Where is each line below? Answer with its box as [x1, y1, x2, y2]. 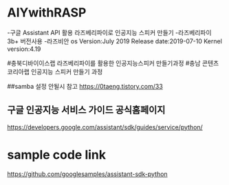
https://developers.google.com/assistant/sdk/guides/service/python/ [7, 122, 203, 131]
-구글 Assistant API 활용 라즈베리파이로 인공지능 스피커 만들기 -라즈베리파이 [7, 28, 212, 36]
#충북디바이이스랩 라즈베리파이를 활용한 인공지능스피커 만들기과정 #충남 [7, 58, 201, 67]
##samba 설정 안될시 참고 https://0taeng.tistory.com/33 [7, 82, 163, 90]
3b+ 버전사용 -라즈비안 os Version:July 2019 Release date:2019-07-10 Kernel [7, 36, 222, 45]
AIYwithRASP [7, 5, 87, 21]
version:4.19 [7, 45, 41, 53]
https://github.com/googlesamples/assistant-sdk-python [7, 170, 168, 178]
